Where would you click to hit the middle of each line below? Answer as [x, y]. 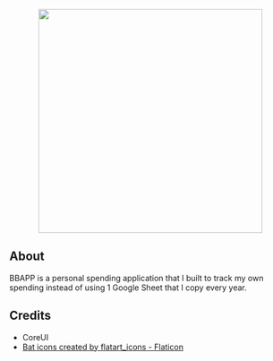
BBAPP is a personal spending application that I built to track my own [136, 278]
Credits [30, 316]
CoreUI [35, 337]
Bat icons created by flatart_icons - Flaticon [102, 347]
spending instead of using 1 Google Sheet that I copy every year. [128, 288]
